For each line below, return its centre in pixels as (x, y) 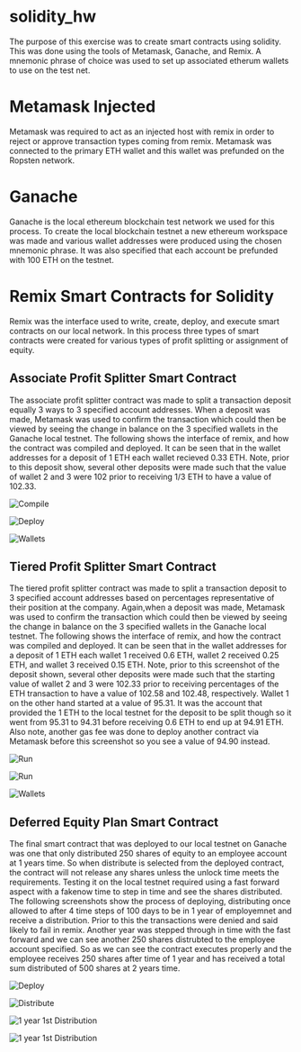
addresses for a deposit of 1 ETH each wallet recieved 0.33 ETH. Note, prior (150, 458)
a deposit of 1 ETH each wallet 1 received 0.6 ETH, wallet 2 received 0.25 (144, 656)
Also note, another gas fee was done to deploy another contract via (134, 732)
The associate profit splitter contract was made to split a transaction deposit (150, 400)
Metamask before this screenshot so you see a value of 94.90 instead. (140, 741)
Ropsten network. (42, 160)
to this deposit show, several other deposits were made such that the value (148, 467)
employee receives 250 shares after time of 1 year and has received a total (147, 959)
